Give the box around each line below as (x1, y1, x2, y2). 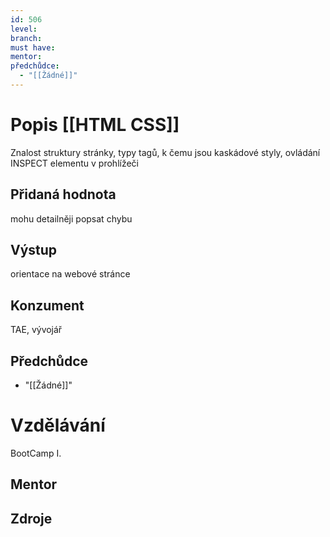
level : (10, 24, 38, 34)
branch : (10, 33, 43, 43)
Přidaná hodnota (10, 186, 117, 203)
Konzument (10, 297, 85, 314)
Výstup (10, 242, 58, 259)
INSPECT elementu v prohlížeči (10, 157, 140, 169)
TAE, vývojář (10, 324, 63, 336)
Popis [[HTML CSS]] (10, 114, 180, 136)
